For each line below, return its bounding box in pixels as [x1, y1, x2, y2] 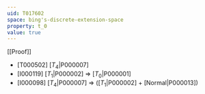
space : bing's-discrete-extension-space [7, 16, 124, 23]
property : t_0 [7, 22, 48, 29]
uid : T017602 [7, 10, 44, 17]
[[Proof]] [7, 48, 32, 56]
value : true [7, 29, 41, 36]
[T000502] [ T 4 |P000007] [16, 61, 89, 71]
